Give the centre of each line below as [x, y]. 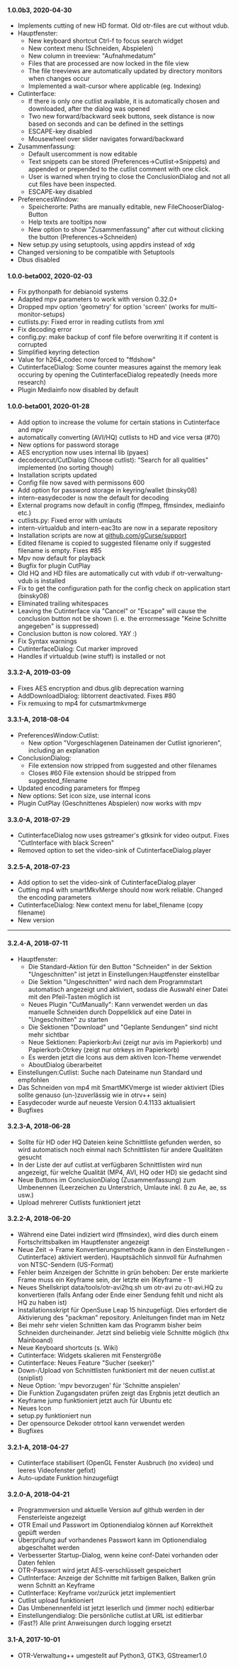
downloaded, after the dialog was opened [89, 109]
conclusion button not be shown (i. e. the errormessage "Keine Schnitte [122, 618]
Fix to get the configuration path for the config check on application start [124, 588]
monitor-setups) [41, 314]
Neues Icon [34, 1408]
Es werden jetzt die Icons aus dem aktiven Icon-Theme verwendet [125, 1057]
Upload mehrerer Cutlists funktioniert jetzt [79, 1202]
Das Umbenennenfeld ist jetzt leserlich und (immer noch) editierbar [116, 1608]
